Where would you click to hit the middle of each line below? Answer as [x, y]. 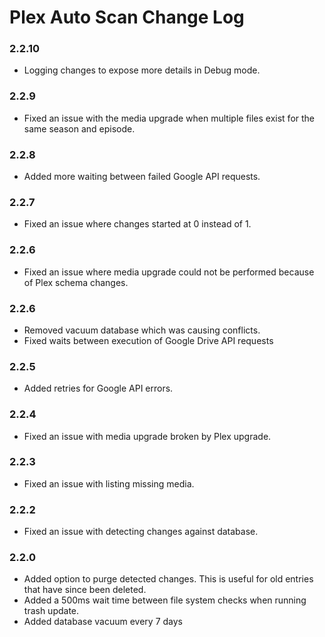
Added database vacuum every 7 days [103, 622]
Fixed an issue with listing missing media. [109, 483]
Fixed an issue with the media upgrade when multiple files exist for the [169, 118]
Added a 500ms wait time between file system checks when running [165, 600]
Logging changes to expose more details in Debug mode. [142, 70]
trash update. [51, 611]
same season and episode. [79, 128]
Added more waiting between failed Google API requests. [142, 177]
